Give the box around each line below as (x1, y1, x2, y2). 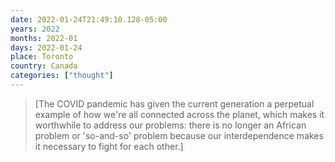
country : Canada (10, 61, 78, 71)
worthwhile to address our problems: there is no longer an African (34, 119, 307, 131)
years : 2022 (10, 24, 60, 34)
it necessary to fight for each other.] (34, 140, 184, 152)
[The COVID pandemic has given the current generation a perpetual (34, 97, 315, 110)
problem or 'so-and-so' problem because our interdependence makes (34, 129, 324, 141)
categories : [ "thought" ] (10, 71, 114, 81)
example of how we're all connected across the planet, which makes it (34, 108, 325, 120)
